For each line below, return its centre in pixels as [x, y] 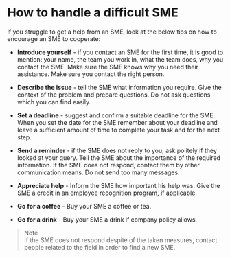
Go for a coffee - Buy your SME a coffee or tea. [84, 206]
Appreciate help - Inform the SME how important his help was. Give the [119, 185]
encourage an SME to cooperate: [54, 38]
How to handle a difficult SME [93, 13]
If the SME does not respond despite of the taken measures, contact [120, 240]
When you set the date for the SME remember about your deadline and [117, 122]
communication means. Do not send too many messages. [98, 172]
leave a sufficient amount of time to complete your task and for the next [118, 130]
